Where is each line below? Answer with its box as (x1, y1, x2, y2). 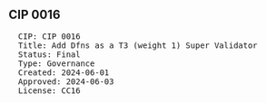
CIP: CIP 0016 (17, 31, 81, 42)
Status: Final (17, 49, 81, 60)
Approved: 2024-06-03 (17, 76, 114, 87)
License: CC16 (17, 85, 81, 96)
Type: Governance (17, 58, 95, 69)
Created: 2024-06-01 (17, 67, 110, 78)
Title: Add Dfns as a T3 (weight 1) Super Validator (17, 40, 258, 51)
